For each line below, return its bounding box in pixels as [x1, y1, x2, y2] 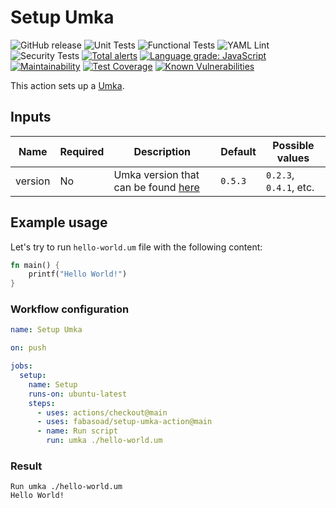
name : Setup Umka [10, 325, 83, 335]
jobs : [10, 361, 33, 371]
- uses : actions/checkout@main [36, 407, 168, 418]
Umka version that [113, 167, 200, 181]
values [276, 151, 310, 165]
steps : [28, 398, 56, 408]
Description [133, 144, 191, 158]
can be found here [113, 180, 200, 194]
